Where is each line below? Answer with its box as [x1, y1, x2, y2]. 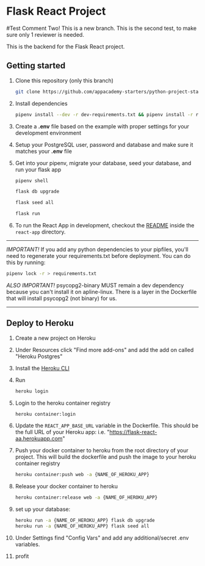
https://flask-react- [109, 428, 157, 436]
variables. [15, 540, 40, 548]
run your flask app [15, 166, 62, 173]
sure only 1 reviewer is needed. [6, 31, 84, 38]
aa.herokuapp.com [15, 435, 63, 443]
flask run [15, 211, 41, 217]
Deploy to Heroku [6, 318, 74, 328]
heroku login [15, 388, 49, 394]
